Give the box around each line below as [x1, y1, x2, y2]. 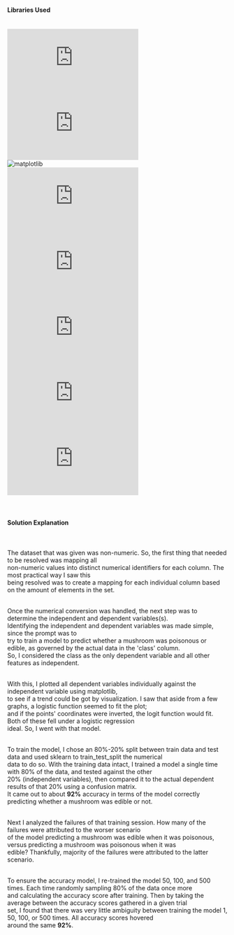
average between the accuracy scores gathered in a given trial [7, 899, 187, 907]
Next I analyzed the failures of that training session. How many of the [7, 818, 206, 827]
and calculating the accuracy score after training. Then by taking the [7, 892, 205, 900]
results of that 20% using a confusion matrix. [7, 783, 138, 791]
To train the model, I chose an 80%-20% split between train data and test [7, 745, 219, 754]
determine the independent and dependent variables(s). [7, 614, 169, 622]
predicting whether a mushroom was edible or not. [7, 797, 153, 806]
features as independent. [7, 659, 80, 667]
